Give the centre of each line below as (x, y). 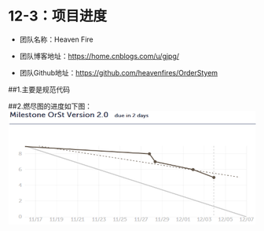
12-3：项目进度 (58, 16)
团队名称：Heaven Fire (56, 39)
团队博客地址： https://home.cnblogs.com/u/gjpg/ (99, 56)
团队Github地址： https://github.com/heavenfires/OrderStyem (119, 72)
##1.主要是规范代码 (39, 89)
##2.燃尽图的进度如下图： (50, 106)
